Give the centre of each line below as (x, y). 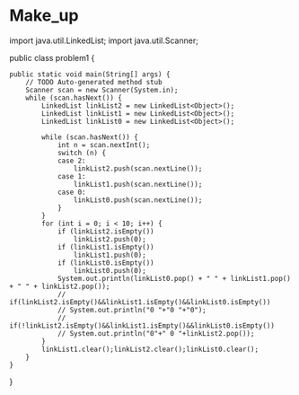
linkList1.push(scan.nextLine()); (138, 184)
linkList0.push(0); (110, 270)
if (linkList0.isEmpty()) (106, 263)
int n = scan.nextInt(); (104, 145)
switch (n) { (81, 153)
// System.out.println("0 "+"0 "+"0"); (132, 310)
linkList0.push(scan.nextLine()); (138, 200)
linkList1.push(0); (110, 255)
